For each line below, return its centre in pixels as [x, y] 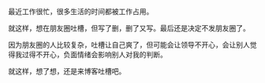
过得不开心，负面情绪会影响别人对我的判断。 [94, 54]
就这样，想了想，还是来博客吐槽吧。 [67, 71]
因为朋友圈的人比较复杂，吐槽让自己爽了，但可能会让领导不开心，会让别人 [129, 45]
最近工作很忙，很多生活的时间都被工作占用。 [81, 11]
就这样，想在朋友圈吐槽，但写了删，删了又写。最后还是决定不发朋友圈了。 [129, 28]
